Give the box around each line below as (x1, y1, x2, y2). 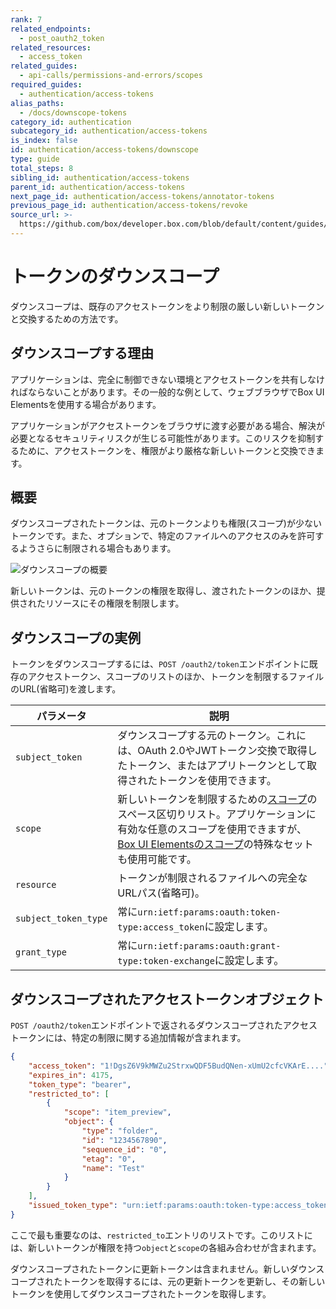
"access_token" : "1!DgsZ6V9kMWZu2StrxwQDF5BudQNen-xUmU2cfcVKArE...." (28, 1061, 329, 1071)
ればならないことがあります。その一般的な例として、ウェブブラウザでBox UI (10, 386, 325, 398)
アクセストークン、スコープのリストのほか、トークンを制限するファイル (27, 671, 325, 683)
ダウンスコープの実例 (10, 629, 142, 646)
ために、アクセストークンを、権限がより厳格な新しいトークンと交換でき (18, 444, 316, 456)
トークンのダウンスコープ (10, 266, 220, 288)
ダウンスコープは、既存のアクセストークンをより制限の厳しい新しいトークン (10, 300, 325, 312)
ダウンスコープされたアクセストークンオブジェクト (10, 991, 325, 1008)
